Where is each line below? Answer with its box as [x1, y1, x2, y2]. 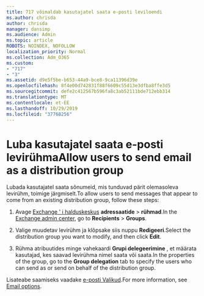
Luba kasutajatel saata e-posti [6, 137, 164, 151]
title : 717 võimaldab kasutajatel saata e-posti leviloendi [6, 9, 163, 15]
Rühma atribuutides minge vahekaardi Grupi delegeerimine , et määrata [15, 245, 197, 252]
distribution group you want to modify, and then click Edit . [15, 233, 162, 240]
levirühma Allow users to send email [6, 150, 192, 164]
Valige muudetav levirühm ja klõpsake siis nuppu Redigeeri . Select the [15, 226, 191, 234]
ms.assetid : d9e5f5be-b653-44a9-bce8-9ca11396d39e [6, 77, 138, 83]
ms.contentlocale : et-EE [6, 99, 70, 106]
